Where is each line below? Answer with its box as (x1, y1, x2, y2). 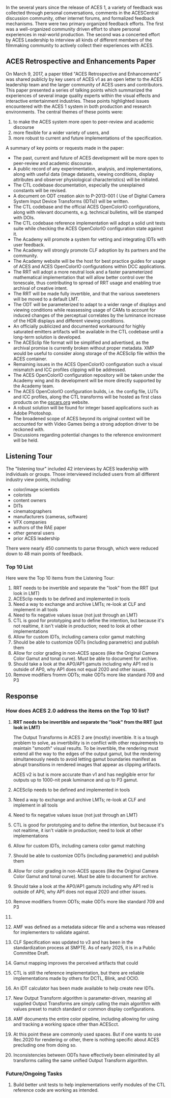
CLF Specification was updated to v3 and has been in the (13, 939, 134, 945)
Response (6, 692, 39, 701)
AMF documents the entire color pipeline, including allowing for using (13, 1016, 159, 1022)
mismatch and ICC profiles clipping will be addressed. (13, 367, 126, 373)
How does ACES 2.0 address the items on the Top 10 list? (6, 707, 150, 715)
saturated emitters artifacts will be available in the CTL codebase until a (13, 328, 163, 334)
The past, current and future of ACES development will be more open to (13, 154, 164, 161)
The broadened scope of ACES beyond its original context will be (13, 415, 150, 421)
